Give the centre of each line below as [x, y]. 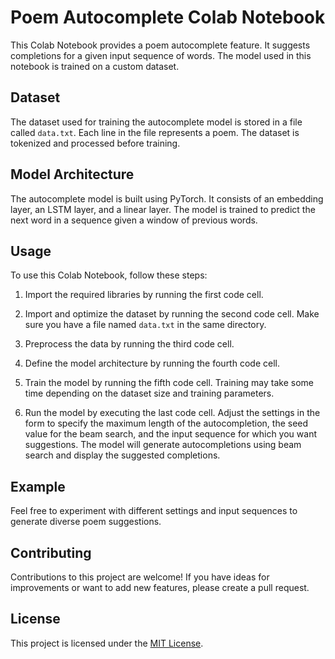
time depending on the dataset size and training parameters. [149, 393]
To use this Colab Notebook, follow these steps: [109, 275]
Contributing [51, 552]
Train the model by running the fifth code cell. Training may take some [169, 383]
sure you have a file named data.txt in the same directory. [145, 325]
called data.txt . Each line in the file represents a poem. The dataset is [155, 132]
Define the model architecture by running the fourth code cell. [152, 363]
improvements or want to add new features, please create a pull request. [160, 587]
